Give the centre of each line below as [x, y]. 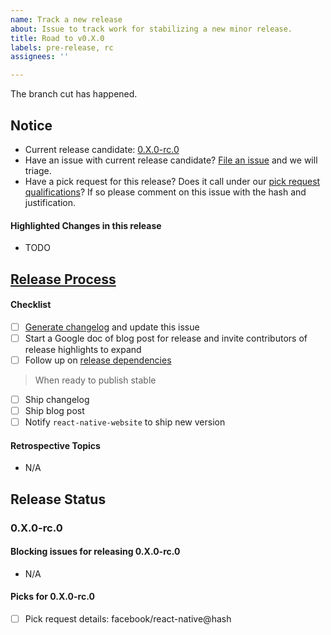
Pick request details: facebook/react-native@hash [128, 619]
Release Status [58, 499]
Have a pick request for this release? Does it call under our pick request [172, 181]
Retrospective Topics [55, 445]
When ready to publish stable [95, 380]
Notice [31, 125]
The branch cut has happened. [74, 94]
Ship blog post [54, 410]
